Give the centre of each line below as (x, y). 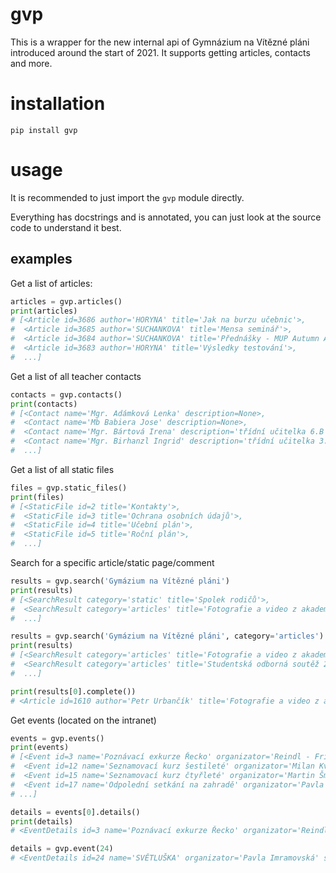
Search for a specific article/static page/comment (112, 562)
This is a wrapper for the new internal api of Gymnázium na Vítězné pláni (160, 42)
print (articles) (44, 311)
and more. (31, 63)
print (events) (40, 748)
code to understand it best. (66, 227)
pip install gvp (44, 130)
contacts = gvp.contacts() (66, 394)
